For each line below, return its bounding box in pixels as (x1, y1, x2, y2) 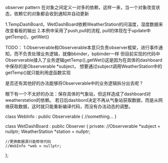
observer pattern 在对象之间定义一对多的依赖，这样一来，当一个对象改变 (5, 5, 156, 10)
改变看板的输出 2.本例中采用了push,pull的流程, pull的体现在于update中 (5, 28, 151, 34)
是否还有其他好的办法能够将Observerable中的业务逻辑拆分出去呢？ (5, 80, 144, 86)
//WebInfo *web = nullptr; (5, 143, 62, 148)
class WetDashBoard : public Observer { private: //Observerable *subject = (5, 123, 161, 129)
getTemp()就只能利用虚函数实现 (5, 70, 71, 75)
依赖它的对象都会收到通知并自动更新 (14, 11, 89, 17)
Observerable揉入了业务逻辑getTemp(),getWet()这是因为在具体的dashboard (5, 57, 162, 63)
